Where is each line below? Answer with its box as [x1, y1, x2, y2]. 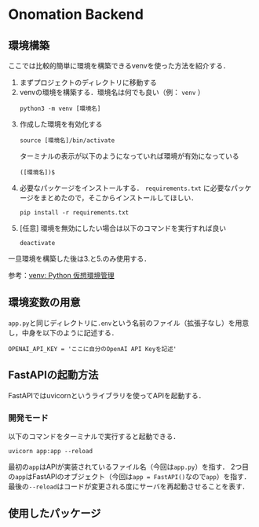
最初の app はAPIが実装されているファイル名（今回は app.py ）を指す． [8, 462, 229, 471]
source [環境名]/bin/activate [19, 137, 115, 145]
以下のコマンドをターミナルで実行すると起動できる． [8, 431, 181, 441]
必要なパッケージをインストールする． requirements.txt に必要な [19, 183, 232, 192]
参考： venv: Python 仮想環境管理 [8, 271, 115, 280]
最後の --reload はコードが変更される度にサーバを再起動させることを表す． [8, 481, 250, 491]
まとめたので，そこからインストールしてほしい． [40, 193, 199, 202]
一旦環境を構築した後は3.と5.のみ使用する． [8, 254, 151, 263]
